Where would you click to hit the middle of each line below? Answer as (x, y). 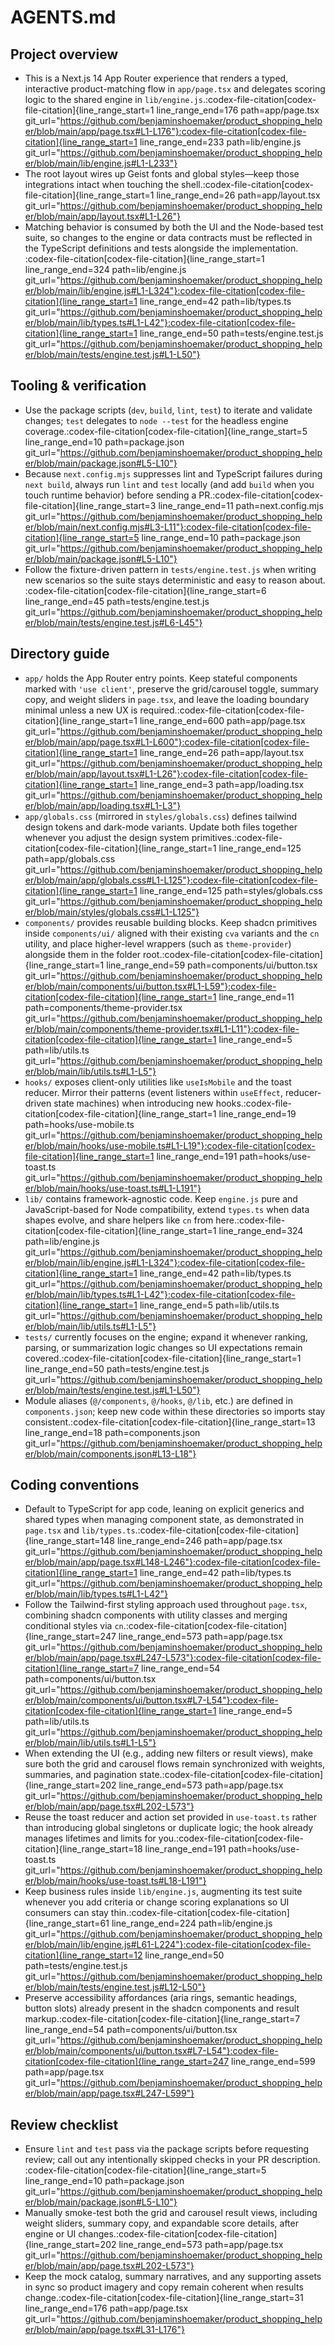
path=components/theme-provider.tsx (103, 1007)
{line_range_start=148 (70, 1541)
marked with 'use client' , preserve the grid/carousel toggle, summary (171, 688)
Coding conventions (75, 1485)
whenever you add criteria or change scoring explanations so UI (157, 1902)
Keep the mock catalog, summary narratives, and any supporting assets (173, 2277)
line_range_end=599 (273, 2062)
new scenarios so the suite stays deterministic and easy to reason (161, 580)
